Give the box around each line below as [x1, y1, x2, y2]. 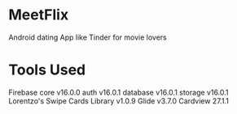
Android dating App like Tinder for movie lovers [8, 32, 167, 42]
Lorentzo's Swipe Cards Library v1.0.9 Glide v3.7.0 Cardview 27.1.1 [8, 95, 230, 106]
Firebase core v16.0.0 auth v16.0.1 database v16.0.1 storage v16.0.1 [8, 87, 230, 97]
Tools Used [8, 61, 86, 79]
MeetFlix [8, 6, 69, 24]
